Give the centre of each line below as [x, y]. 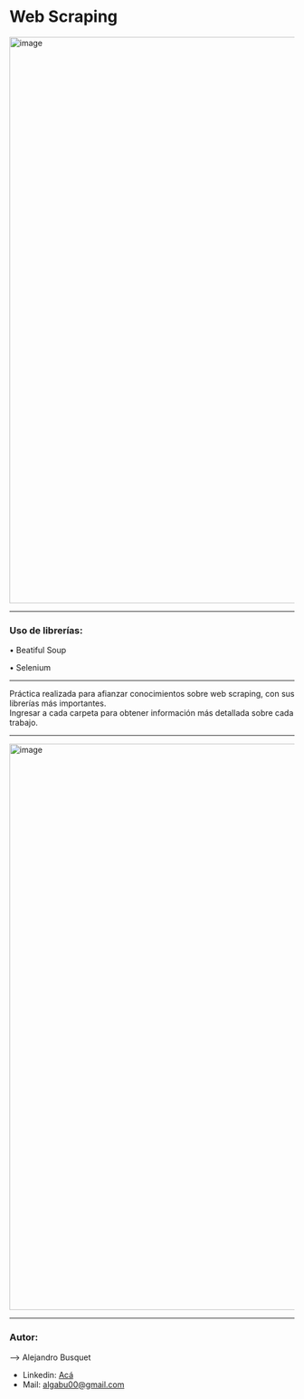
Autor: [24, 1337]
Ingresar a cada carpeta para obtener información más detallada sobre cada [152, 713]
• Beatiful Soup [38, 651]
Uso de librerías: [46, 630]
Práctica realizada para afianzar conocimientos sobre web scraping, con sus [152, 694]
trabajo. [24, 723]
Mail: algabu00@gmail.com [73, 1385]
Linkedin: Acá [48, 1375]
